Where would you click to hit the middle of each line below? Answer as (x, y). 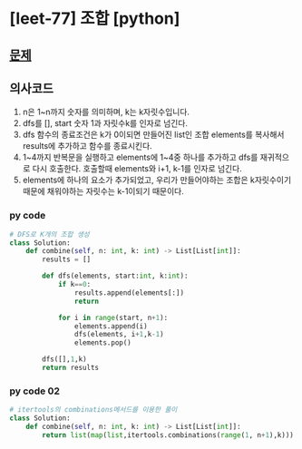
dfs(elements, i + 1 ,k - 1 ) (119, 335)
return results (71, 368)
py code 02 (35, 391)
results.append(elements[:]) (129, 293)
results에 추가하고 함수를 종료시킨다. (87, 146)
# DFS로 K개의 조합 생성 (50, 234)
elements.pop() (102, 343)
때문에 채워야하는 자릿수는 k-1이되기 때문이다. (103, 191)
